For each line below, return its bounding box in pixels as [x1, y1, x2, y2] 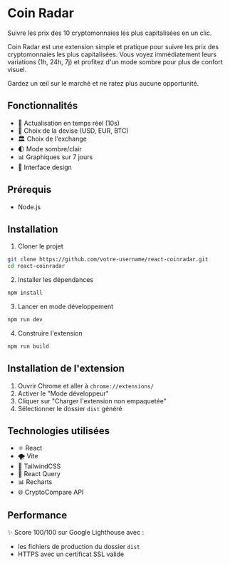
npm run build [7, 343, 50, 350]
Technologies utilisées [7, 425, 110, 437]
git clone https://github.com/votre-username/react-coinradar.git [7, 256, 209, 263]
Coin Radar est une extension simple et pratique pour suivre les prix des [7, 42, 219, 51]
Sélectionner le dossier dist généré [17, 404, 122, 413]
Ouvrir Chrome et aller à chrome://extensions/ [17, 381, 155, 390]
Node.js [17, 202, 41, 211]
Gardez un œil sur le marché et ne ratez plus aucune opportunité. [7, 79, 199, 87]
